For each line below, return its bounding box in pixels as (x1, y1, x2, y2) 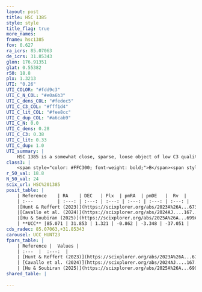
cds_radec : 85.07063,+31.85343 (6, 226, 85, 232)
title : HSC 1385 (6, 14, 47, 20)
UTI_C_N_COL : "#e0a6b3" (6, 92, 66, 98)
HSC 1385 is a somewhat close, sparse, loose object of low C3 (17, 153, 179, 159)
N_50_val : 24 (6, 176, 39, 182)
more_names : (6, 31, 36, 37)
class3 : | (6, 159, 31, 165)
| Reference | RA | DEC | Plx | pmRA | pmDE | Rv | (17, 192, 187, 198)
